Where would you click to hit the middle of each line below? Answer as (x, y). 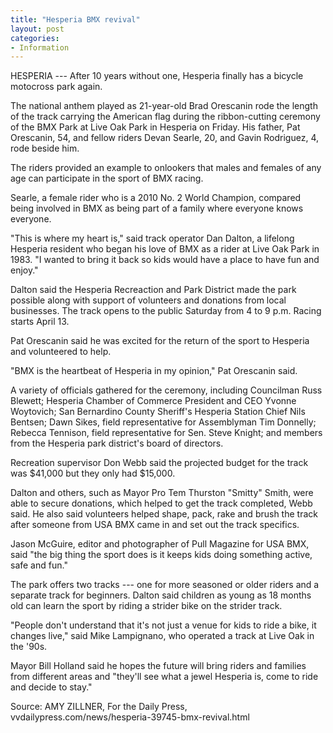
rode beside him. (45, 148)
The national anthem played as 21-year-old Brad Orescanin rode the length (164, 106)
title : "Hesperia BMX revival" (75, 19)
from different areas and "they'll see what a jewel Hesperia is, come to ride (164, 677)
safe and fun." (39, 565)
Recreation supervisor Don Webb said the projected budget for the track (159, 463)
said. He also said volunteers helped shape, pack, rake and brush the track (164, 514)
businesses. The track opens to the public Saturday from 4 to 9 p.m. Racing (166, 311)
